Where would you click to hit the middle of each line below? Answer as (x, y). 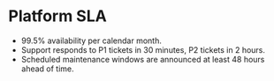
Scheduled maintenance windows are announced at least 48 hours (143, 59)
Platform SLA (57, 16)
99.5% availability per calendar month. (91, 40)
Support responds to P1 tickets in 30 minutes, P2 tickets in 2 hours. (143, 49)
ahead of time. (47, 69)
